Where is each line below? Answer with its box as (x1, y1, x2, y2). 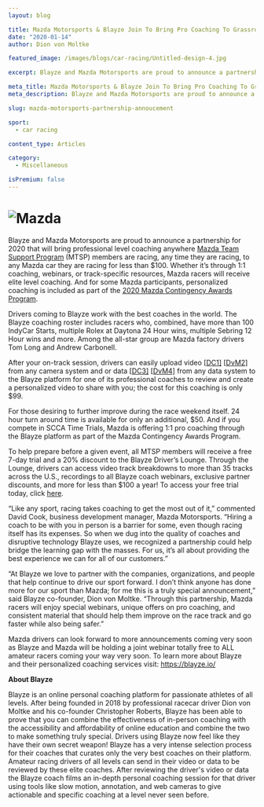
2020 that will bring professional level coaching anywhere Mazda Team (8, 244, 240, 253)
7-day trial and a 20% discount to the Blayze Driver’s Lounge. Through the (8, 455, 249, 464)
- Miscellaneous (15, 162, 68, 170)
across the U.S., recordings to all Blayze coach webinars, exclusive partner (8, 471, 251, 481)
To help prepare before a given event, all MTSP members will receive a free (8, 446, 252, 456)
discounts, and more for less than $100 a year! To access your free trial (8, 480, 239, 490)
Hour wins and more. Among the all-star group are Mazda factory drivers (8, 334, 245, 343)
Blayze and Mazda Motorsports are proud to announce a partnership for (8, 235, 241, 244)
